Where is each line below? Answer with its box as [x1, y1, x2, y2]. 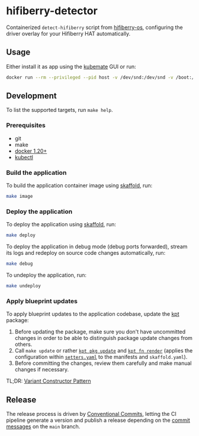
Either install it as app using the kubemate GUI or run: [6, 63, 136, 70]
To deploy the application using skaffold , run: [6, 221, 117, 228]
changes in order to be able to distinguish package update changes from [14, 335, 192, 342]
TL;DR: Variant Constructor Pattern [6, 377, 91, 384]
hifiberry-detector [6, 4, 98, 18]
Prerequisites [6, 121, 46, 130]
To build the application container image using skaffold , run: [6, 182, 153, 189]
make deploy [6, 232, 36, 238]
